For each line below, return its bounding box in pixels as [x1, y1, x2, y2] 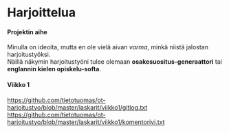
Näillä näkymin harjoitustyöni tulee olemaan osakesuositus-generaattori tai [7, 58, 222, 66]
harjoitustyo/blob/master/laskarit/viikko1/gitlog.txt [7, 103, 148, 111]
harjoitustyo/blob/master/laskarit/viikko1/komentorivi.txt [7, 118, 165, 126]
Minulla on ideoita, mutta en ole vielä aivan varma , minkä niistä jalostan [7, 43, 208, 51]
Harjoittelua [7, 5, 76, 21]
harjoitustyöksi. [7, 50, 51, 59]
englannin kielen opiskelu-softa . [7, 65, 102, 73]
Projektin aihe [7, 27, 48, 36]
